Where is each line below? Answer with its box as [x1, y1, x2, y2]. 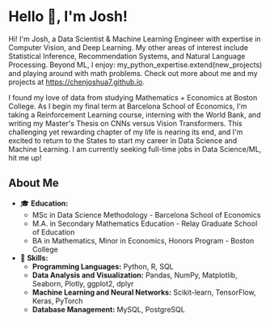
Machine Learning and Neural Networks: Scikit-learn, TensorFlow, [32, 287, 256, 297]
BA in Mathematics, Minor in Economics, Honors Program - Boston [32, 235, 255, 245]
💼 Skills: [19, 252, 49, 262]
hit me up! [8, 153, 42, 163]
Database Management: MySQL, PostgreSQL [32, 304, 186, 314]
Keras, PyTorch [32, 295, 83, 306]
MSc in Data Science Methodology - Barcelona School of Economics [32, 210, 261, 219]
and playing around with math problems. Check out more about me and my [8, 68, 258, 78]
